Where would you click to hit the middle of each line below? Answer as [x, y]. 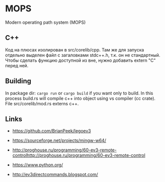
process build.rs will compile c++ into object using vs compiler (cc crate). [80, 98]
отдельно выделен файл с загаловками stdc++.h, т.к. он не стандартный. [83, 55]
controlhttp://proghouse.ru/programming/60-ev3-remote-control [79, 155]
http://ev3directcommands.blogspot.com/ [55, 175]
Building [18, 81]
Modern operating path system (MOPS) [45, 22]
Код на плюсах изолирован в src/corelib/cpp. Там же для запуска [75, 49]
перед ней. [17, 65]
